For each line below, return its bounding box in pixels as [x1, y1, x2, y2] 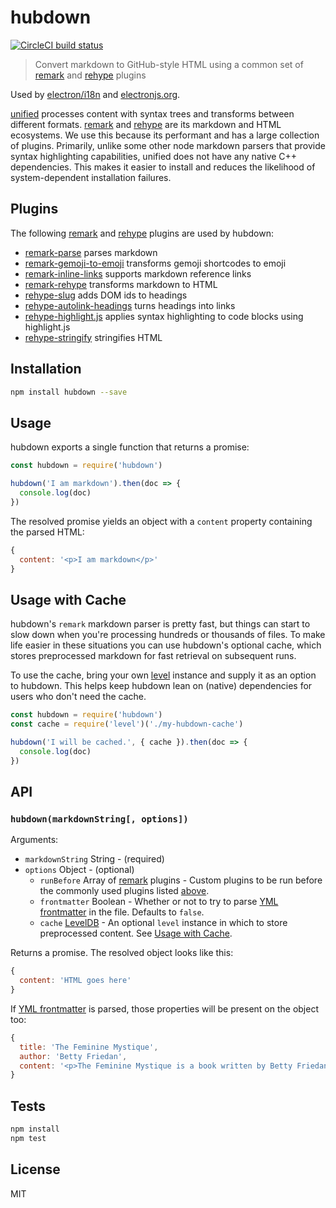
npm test [10, 1133, 47, 1143]
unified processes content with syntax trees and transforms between [10, 107, 295, 120]
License [10, 1161, 61, 1178]
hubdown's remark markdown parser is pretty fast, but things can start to [10, 618, 311, 630]
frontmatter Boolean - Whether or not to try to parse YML [39, 896, 279, 908]
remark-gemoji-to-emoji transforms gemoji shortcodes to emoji [24, 257, 287, 269]
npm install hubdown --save [10, 387, 128, 397]
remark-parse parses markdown [24, 246, 158, 258]
